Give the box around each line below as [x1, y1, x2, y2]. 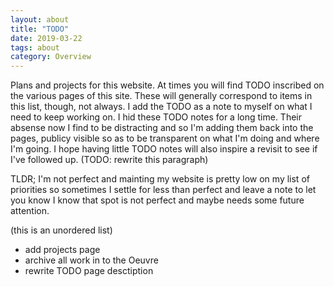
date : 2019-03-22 [10, 33, 83, 43]
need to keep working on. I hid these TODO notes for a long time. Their [10, 111, 302, 123]
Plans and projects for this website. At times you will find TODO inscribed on [10, 79, 325, 91]
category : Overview [10, 52, 92, 62]
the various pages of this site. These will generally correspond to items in [10, 90, 313, 102]
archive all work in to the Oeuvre [24, 254, 159, 266]
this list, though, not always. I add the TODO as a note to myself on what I [10, 101, 313, 113]
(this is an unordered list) [10, 224, 113, 236]
